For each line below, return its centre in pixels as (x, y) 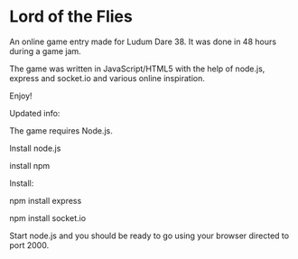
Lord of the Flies (71, 17)
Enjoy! (21, 96)
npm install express (46, 200)
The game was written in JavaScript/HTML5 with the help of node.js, (137, 69)
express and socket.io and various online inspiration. (107, 78)
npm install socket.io (48, 217)
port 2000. (29, 245)
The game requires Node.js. (61, 130)
